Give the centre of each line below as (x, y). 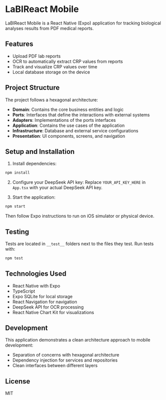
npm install (17, 173)
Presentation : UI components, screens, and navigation (69, 136)
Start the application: (34, 197)
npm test (14, 258)
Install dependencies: (34, 164)
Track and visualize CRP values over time (55, 66)
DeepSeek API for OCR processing (48, 307)
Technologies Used (36, 274)
